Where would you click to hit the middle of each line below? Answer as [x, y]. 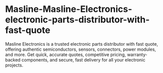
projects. [14, 65]
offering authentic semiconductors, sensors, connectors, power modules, [81, 49]
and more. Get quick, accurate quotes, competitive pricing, [66, 54]
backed [13, 60]
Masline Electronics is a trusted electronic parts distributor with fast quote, [82, 44]
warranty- [137, 54]
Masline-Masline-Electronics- [69, 9]
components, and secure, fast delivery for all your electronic [83, 60]
